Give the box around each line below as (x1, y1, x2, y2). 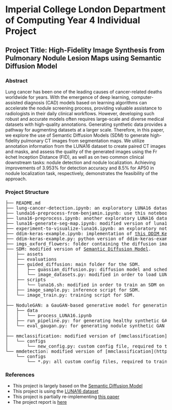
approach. (5, 176, 27, 182)
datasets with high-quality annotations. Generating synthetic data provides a (5, 121, 167, 127)
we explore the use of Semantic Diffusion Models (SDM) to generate (5, 132, 149, 138)
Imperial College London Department (5, 4, 166, 15)
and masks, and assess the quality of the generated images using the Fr (5, 148, 157, 155)
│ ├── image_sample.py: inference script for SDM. (5, 287, 141, 293)
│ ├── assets (5, 251, 44, 257)
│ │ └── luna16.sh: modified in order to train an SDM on (5, 282, 165, 288)
